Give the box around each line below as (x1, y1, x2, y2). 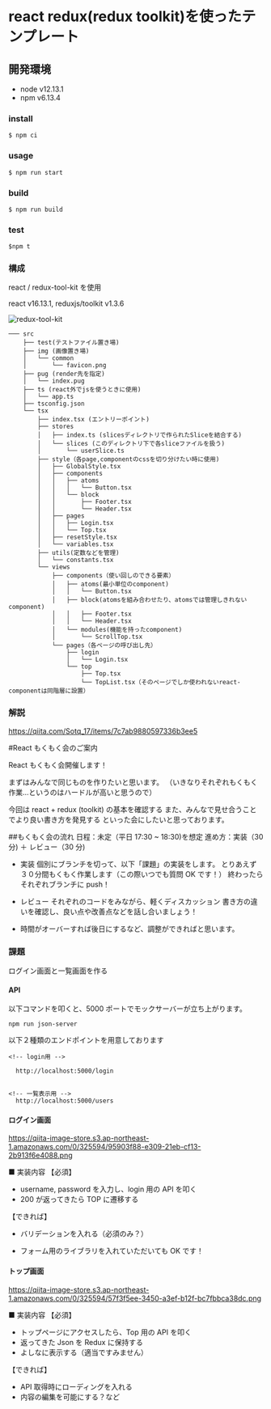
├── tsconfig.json (23, 400, 85, 408)
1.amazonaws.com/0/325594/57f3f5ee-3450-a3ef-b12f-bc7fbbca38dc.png (8, 1293, 261, 1303)
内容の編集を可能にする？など (19, 1392, 120, 1402)
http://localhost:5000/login (15, 1067, 114, 1076)
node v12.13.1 (19, 84, 64, 94)
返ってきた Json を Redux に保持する (19, 1337, 143, 1347)
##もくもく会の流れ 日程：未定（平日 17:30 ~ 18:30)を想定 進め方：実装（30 (8, 831, 264, 841)
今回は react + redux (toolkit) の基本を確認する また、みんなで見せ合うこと (8, 804, 257, 814)
